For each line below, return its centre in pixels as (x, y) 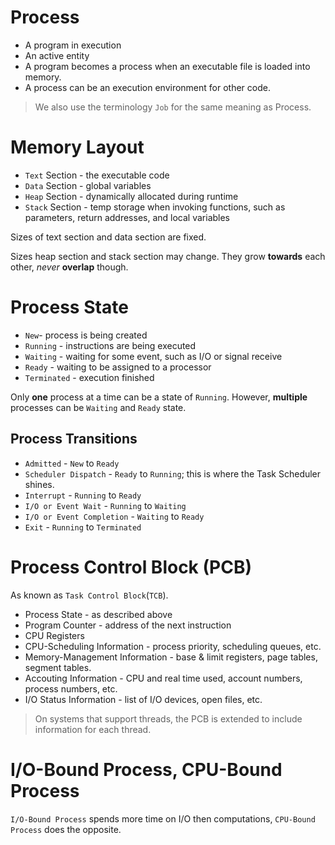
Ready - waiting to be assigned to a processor (118, 367)
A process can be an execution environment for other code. (147, 87)
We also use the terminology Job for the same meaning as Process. (173, 107)
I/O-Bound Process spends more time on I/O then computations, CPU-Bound (163, 818)
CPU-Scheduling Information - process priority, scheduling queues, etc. (173, 646)
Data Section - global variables (88, 185)
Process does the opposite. (66, 829)
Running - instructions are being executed (110, 345)
